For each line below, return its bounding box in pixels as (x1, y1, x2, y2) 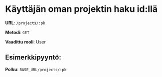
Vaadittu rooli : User (5, 38, 46, 45)
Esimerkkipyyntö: (5, 53, 61, 62)
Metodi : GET (5, 29, 30, 35)
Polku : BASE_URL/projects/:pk (5, 66, 67, 72)
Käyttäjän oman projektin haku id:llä (5, 3, 158, 15)
